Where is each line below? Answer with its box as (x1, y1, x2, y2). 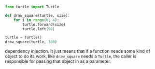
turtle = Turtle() (5, 35, 42, 40)
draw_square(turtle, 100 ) (5, 40, 57, 45)
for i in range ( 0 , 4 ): (14, 17, 59, 23)
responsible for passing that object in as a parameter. (5, 58, 111, 64)
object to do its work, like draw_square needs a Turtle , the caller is (5, 53, 137, 59)
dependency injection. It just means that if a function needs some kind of (5, 48, 151, 54)
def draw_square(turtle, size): (5, 13, 70, 18)
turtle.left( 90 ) (22, 26, 55, 31)
